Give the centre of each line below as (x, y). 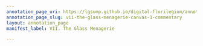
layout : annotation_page (37, 23)
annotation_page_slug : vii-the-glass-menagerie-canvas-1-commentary (94, 17)
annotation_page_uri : (34, 12)
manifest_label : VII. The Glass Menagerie (60, 28)
